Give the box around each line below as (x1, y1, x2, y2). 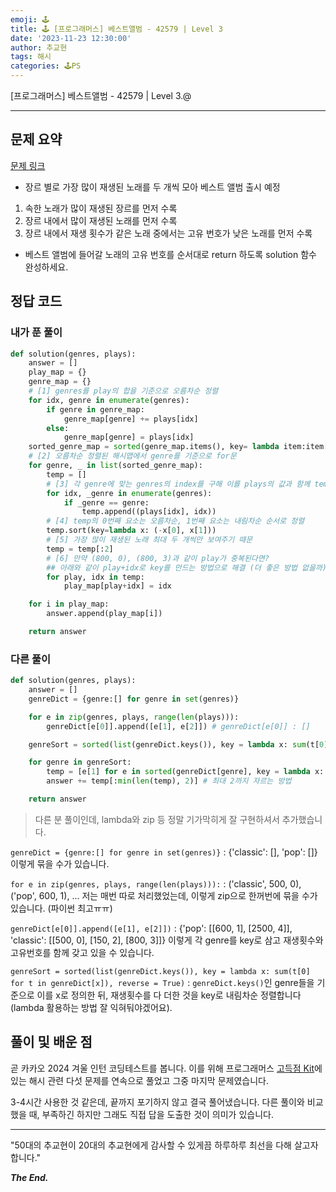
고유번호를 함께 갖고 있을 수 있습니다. (10, 946, 155, 958)
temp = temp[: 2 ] (46, 544, 114, 554)
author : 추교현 (10, 42, 68, 53)
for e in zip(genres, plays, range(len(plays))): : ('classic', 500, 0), (10, 877, 302, 890)
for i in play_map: (28, 599, 110, 610)
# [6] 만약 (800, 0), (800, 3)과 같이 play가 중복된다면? (46, 553, 270, 563)
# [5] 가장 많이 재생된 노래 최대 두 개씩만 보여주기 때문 (46, 535, 253, 545)
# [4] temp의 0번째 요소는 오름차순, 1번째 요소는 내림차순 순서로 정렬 (46, 516, 305, 526)
